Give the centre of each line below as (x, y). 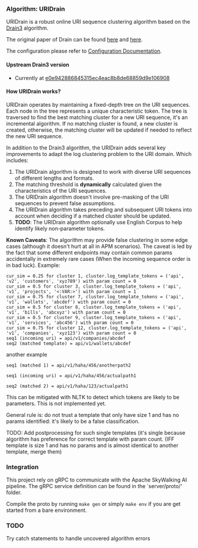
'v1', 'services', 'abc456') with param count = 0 (70, 323)
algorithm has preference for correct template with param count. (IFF (90, 439)
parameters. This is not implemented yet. (56, 403)
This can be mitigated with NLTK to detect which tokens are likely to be (93, 397)
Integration (23, 467)
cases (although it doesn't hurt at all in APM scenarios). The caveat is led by (99, 246)
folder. (14, 492)
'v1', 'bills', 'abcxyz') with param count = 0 (66, 312)
